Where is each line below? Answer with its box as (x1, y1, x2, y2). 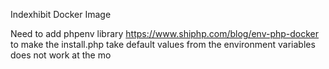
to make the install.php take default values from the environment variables (10, 39, 316, 50)
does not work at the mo (10, 49, 112, 61)
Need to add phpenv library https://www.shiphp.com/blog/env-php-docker (10, 28, 320, 39)
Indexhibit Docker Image (10, 9, 112, 20)
